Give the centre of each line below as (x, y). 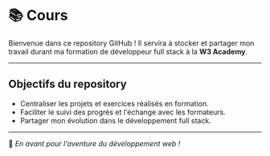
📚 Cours (38, 16)
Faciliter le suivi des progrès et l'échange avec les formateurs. (123, 112)
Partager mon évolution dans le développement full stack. (115, 120)
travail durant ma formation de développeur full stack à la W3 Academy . (128, 51)
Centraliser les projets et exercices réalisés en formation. (114, 103)
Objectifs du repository (67, 84)
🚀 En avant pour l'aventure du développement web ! (94, 143)
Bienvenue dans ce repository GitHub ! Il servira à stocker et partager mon (131, 43)
